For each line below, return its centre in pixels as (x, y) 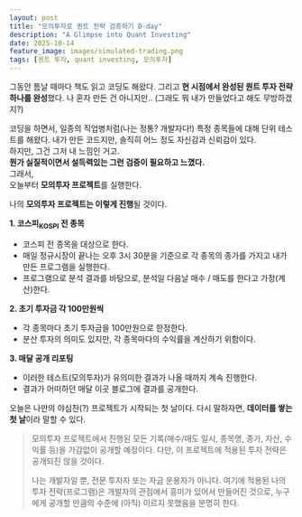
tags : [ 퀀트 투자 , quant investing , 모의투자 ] (91, 60)
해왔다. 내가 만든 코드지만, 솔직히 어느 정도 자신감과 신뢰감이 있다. (141, 140)
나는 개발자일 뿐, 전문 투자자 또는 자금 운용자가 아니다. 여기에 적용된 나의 (159, 480)
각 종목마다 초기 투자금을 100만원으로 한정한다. (105, 327)
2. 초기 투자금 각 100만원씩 (57, 308)
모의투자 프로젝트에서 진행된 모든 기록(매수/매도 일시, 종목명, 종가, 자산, (156, 438)
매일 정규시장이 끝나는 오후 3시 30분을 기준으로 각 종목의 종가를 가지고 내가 (155, 255)
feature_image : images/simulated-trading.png (96, 52)
